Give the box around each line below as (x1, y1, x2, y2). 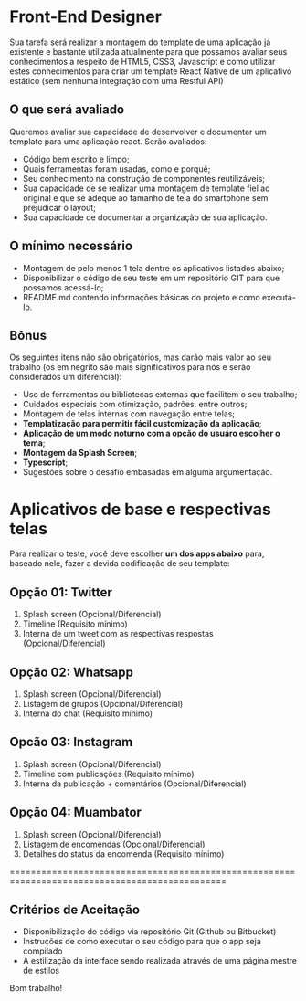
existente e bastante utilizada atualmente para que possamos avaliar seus (9, 46, 288, 57)
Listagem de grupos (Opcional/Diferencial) (22, 698, 184, 709)
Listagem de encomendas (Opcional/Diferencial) (22, 838, 206, 849)
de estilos (22, 965, 60, 976)
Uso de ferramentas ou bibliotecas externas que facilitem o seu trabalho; (22, 389, 298, 400)
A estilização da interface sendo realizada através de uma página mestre (22, 955, 298, 966)
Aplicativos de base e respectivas (9, 499, 271, 520)
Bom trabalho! (9, 983, 63, 994)
